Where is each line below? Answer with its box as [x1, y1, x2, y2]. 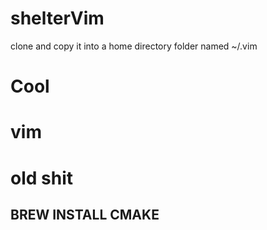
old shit [10, 167, 73, 189]
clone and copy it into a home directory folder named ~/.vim [10, 40, 258, 52]
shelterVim [10, 7, 105, 30]
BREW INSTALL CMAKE [10, 206, 160, 223]
